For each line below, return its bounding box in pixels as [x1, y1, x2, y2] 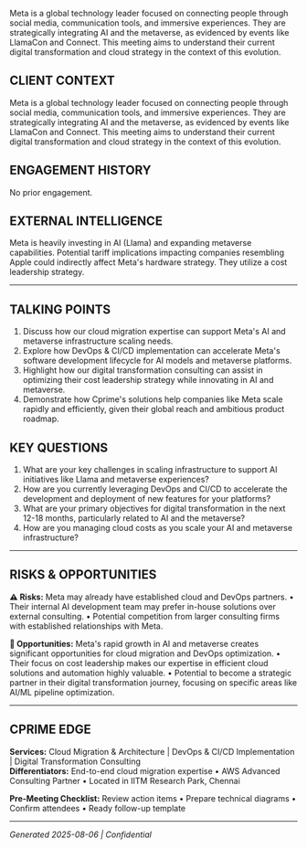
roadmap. [22, 413, 59, 424]
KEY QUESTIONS [9, 440, 109, 455]
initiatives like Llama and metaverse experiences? [22, 474, 210, 485]
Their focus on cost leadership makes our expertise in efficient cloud [9, 657, 269, 668]
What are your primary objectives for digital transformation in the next [22, 503, 286, 515]
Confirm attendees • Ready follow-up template [9, 802, 185, 813]
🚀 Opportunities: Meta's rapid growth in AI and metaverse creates [9, 638, 259, 649]
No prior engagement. [9, 186, 93, 197]
